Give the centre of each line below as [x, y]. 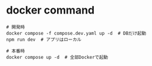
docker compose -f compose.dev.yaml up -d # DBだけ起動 [76, 33]
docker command [50, 10]
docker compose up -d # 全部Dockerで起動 [57, 57]
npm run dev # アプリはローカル [44, 39]
